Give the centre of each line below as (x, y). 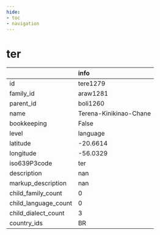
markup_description (38, 183)
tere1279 (92, 83)
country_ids (26, 223)
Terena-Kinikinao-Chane (115, 114)
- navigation (23, 23)
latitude (20, 144)
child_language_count (41, 203)
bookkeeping (28, 123)
